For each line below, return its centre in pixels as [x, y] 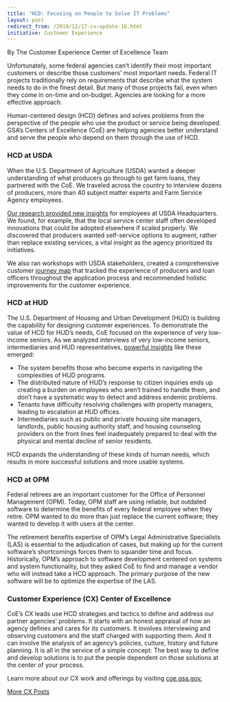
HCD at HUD [28, 302]
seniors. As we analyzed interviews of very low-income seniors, [120, 340]
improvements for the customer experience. [69, 285]
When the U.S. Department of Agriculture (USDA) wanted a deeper [102, 170]
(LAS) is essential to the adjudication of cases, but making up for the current [115, 544]
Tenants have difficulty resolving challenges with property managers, [115, 404]
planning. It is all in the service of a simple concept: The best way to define [113, 650]
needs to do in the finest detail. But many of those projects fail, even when [112, 87]
